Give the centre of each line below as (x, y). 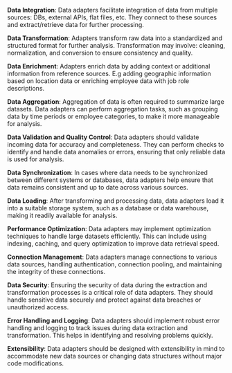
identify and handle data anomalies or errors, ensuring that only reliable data (116, 152)
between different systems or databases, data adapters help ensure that (110, 180)
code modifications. (36, 363)
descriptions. (26, 88)
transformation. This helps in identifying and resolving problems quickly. (110, 335)
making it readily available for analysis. (62, 215)
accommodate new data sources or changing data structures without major (115, 356)
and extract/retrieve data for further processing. (75, 25)
